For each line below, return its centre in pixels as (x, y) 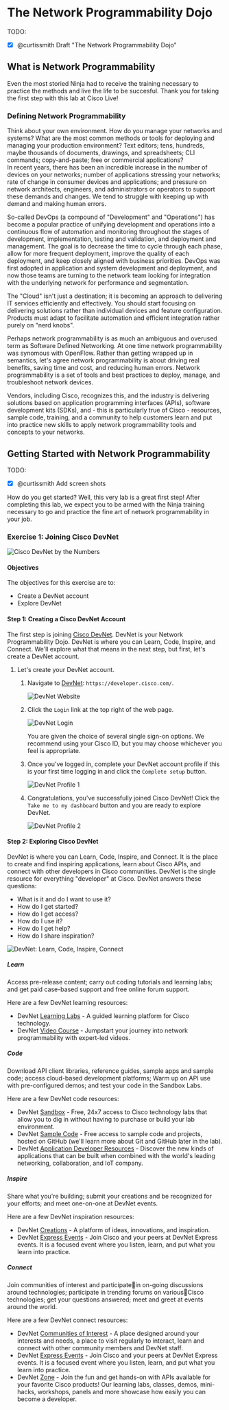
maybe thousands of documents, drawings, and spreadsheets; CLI (101, 153)
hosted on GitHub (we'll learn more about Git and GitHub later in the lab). (120, 1141)
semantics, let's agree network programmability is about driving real (104, 360)
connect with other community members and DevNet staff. (100, 1348)
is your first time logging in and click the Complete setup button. (117, 771)
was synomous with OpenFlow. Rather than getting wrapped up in (100, 353)
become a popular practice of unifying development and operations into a (111, 224)
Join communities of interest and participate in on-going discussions (105, 1284)
